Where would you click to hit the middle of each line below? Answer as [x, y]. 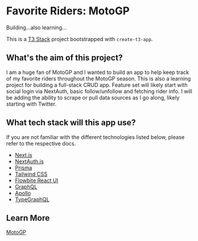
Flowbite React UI [36, 180]
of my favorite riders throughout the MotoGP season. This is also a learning [98, 78]
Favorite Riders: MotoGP [68, 11]
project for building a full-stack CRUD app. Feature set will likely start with [97, 85]
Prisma [24, 168]
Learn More [28, 218]
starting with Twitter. [31, 104]
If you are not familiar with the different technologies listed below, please [95, 137]
